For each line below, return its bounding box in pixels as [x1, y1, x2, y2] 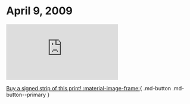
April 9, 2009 [6, 4, 73, 18]
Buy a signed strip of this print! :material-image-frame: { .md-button [6, 84, 172, 92]
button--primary [6, 91, 46, 98]
